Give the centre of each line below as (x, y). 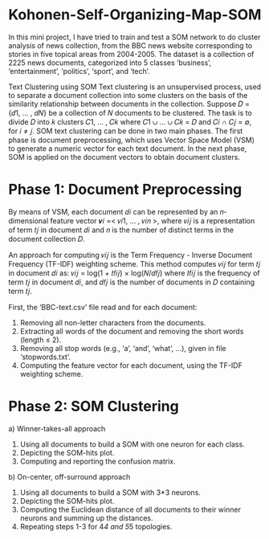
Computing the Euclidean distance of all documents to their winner (130, 509)
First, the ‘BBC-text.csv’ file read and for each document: (103, 307)
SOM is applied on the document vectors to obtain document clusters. (124, 157)
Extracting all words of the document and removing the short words (132, 331)
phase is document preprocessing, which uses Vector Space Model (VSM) (132, 140)
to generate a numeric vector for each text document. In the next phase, (128, 148)
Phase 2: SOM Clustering (94, 406)
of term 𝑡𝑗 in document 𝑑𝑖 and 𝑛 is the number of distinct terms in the (121, 230)
